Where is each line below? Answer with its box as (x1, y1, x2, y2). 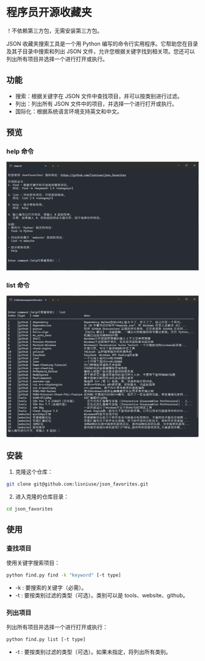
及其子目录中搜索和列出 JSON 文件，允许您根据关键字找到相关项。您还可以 (6, 47, 195, 55)
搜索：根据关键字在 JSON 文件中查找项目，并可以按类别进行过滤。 (15, 92, 183, 100)
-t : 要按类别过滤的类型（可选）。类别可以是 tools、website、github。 (15, 591, 189, 599)
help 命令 (6, 148, 34, 156)
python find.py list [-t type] (6, 637, 86, 643)
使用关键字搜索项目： (6, 559, 60, 567)
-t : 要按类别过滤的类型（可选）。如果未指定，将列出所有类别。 (15, 648, 171, 655)
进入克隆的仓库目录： (15, 493, 69, 500)
